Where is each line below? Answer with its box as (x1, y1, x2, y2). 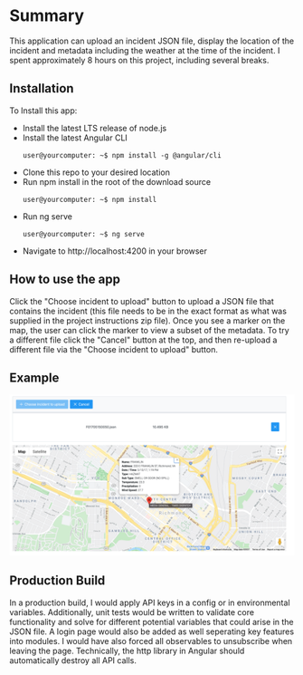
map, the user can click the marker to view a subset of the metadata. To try (9, 324, 289, 335)
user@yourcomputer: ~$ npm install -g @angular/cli (22, 150, 222, 159)
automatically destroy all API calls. (9, 654, 137, 666)
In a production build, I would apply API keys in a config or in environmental (9, 597, 291, 608)
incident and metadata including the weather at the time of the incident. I (9, 44, 280, 55)
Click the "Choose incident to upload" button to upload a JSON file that (9, 295, 274, 306)
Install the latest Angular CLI (22, 132, 128, 143)
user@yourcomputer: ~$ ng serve (22, 229, 145, 238)
